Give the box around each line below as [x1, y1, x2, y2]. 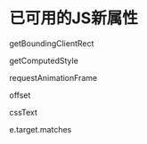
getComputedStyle [9, 55, 78, 66]
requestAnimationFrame [9, 72, 98, 83]
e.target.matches [9, 124, 72, 134]
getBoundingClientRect [9, 37, 94, 49]
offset [9, 90, 31, 100]
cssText [9, 107, 38, 117]
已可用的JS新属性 [9, 8, 138, 28]
